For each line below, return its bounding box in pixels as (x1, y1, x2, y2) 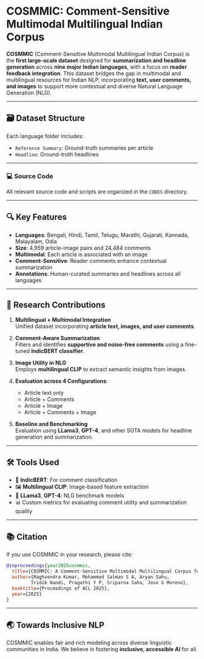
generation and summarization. (15, 433, 93, 441)
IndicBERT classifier (31, 347, 83, 354)
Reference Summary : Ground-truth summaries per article (15, 144, 154, 152)
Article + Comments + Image (24, 408, 97, 416)
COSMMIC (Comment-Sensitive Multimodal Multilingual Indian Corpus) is (6, 50, 190, 57)
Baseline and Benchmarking (15, 420, 88, 427)
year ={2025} (12, 591, 42, 597)
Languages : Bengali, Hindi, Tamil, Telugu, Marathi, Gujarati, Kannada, (15, 231, 189, 239)
